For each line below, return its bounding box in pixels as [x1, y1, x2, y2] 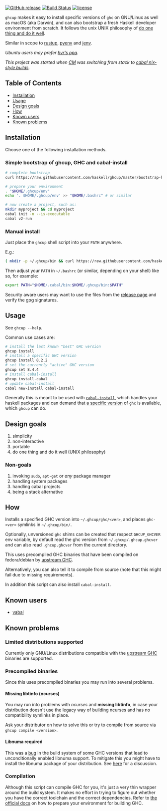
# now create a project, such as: [5, 202, 77, 207]
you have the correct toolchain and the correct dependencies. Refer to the [5, 795, 158, 801]
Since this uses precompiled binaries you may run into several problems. [5, 679, 154, 685]
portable [12, 444, 30, 450]
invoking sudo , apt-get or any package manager [12, 473, 111, 479]
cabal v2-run [5, 216, 32, 221]
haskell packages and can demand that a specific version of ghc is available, [5, 400, 162, 406]
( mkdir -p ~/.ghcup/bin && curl [5, 259, 75, 264]
